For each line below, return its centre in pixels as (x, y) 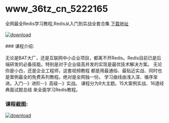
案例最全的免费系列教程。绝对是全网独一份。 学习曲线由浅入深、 (77, 77)
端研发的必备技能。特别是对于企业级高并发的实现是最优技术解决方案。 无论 (84, 64)
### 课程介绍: (20, 46)
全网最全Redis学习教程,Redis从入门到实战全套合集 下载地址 (67, 23)
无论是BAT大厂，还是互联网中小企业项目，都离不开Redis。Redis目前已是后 (83, 58)
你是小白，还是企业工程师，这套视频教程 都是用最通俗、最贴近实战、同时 (81, 70)
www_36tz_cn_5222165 (57, 9)
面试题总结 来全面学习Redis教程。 (45, 89)
